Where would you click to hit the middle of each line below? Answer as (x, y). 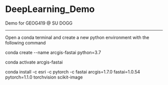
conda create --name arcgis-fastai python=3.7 (53, 52)
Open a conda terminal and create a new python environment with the (77, 37)
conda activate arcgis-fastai (34, 62)
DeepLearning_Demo (50, 9)
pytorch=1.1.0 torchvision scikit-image (44, 77)
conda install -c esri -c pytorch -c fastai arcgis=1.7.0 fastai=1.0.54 (73, 71)
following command (25, 42)
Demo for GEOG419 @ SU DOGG (39, 23)
